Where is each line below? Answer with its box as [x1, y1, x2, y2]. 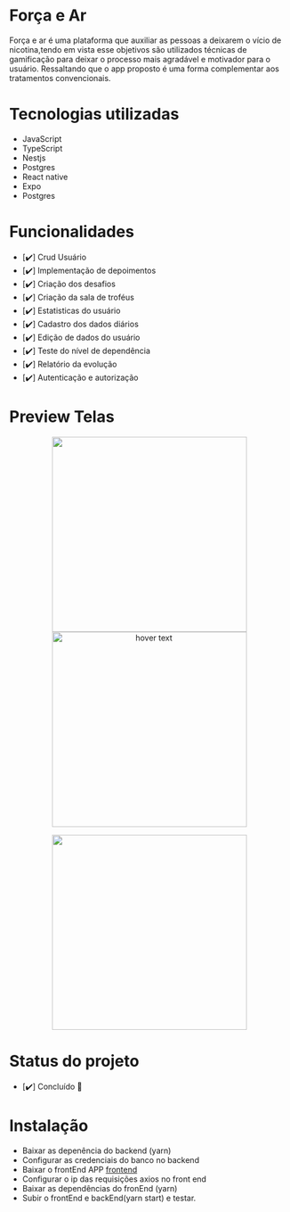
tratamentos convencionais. [9, 72, 111, 83]
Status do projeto [9, 1051, 140, 1071]
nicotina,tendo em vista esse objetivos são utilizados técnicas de [9, 44, 247, 54]
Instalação [9, 1116, 89, 1135]
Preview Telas [9, 407, 115, 426]
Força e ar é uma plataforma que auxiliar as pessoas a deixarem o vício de [9, 35, 282, 45]
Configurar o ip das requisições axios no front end [21, 1174, 207, 1184]
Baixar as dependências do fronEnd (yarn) [21, 1183, 178, 1193]
